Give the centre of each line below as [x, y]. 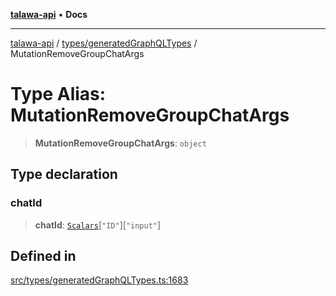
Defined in [43, 256]
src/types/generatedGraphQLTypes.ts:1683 [99, 280]
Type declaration [64, 174]
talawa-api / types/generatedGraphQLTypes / [104, 43]
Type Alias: [58, 94]
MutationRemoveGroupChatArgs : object [120, 143]
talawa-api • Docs [49, 14]
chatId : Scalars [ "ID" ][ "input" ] [98, 225]
